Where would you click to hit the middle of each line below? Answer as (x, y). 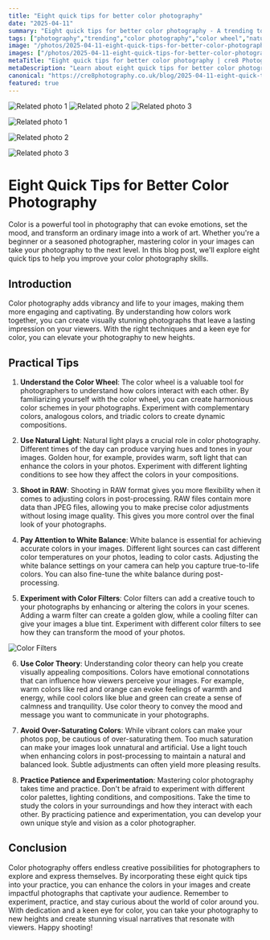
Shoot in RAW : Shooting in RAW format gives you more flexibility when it (140, 491)
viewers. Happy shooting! (51, 927)
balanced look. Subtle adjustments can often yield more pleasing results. (140, 765)
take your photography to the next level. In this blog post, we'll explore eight (134, 250)
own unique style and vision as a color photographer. (108, 823)
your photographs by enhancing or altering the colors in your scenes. (135, 607)
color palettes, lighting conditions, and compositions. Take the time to (135, 798)
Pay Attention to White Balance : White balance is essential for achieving (141, 540)
